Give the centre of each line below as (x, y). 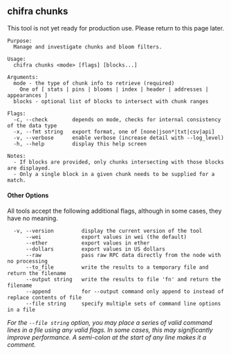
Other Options (28, 195)
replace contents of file (44, 298)
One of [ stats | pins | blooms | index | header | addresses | (114, 89)
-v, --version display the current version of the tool (108, 231)
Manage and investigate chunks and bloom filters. (88, 47)
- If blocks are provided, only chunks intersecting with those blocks (119, 162)
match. (17, 180)
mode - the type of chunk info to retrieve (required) (94, 83)
